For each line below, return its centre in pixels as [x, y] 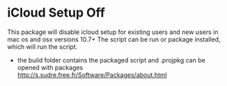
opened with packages [50, 67]
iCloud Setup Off [56, 13]
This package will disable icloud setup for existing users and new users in [113, 32]
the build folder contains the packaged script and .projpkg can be [111, 60]
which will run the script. [42, 46]
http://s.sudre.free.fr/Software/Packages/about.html [92, 75]
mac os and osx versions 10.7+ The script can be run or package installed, [114, 39]
